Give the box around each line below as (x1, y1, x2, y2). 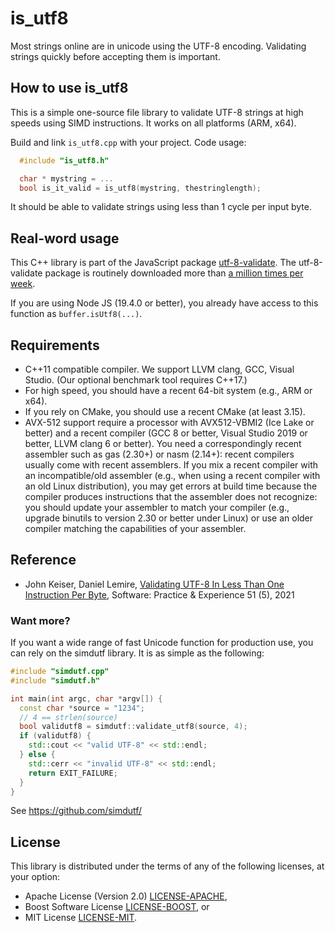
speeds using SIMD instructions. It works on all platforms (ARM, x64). (10, 117, 297, 129)
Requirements (10, 337, 100, 354)
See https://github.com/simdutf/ (10, 805, 143, 817)
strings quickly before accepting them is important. (10, 50, 221, 62)
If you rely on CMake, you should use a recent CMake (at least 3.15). (24, 406, 306, 417)
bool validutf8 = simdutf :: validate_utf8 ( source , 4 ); (19, 722, 248, 732)
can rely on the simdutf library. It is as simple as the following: (10, 647, 265, 659)
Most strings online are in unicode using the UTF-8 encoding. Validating (10, 40, 307, 52)
